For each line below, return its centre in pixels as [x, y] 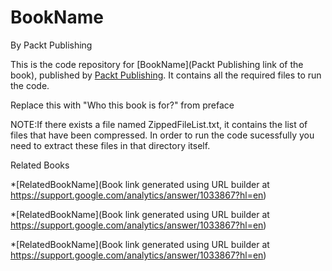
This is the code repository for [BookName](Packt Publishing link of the [157, 64]
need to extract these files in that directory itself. [110, 145]
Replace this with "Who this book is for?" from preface [122, 105]
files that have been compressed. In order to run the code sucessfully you [162, 135]
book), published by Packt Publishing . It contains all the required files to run [166, 75]
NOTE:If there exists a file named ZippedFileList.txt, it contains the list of [159, 124]
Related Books [40, 165]
